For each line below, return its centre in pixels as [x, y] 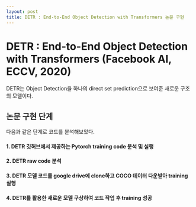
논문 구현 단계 [30, 116]
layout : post [22, 12]
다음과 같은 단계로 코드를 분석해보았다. [50, 132]
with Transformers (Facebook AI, [89, 59]
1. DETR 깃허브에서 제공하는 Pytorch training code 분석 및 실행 [80, 146]
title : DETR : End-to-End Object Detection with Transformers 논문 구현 [95, 17]
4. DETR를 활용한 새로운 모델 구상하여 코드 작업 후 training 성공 [79, 198]
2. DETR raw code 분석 [34, 161]
